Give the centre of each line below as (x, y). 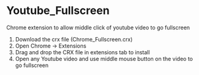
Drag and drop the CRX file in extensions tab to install (82, 52)
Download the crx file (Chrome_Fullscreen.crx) (74, 39)
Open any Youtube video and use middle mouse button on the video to (104, 59)
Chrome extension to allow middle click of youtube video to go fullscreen (98, 27)
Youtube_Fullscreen (58, 11)
